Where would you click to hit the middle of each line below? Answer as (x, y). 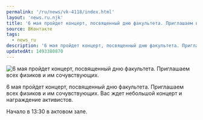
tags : (13, 35)
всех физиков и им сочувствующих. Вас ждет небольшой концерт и (94, 93)
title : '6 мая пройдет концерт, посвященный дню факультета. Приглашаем (100, 23)
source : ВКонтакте (29, 29)
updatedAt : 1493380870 (35, 52)
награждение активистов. (40, 99)
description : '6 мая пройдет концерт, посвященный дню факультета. (93, 46)
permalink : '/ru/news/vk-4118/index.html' (60, 12)
